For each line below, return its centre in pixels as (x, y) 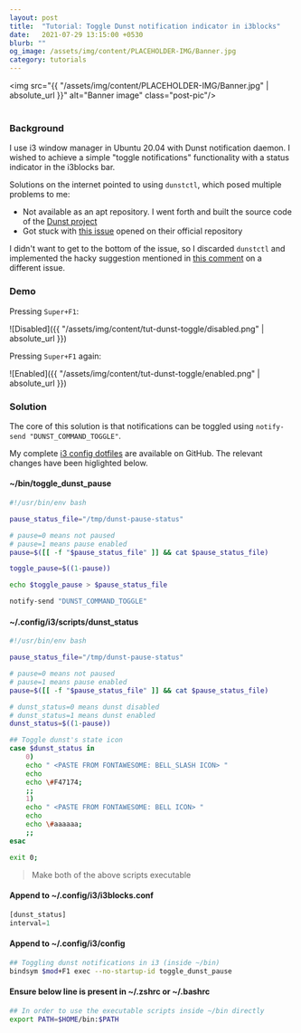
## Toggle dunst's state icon (66, 740)
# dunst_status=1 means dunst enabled (82, 715)
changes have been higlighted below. (79, 463)
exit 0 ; (24, 857)
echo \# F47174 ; (54, 782)
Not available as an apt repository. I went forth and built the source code (157, 212)
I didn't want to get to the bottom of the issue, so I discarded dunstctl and (147, 249)
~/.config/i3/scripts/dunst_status (74, 622)
